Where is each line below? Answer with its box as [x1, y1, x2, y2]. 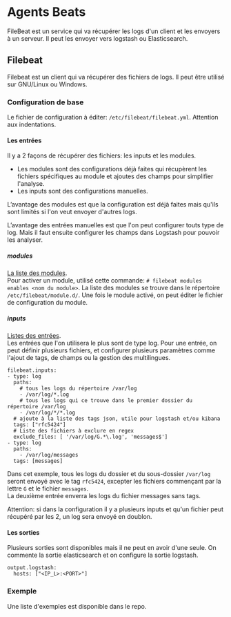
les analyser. [7, 236, 43, 244]
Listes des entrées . [7, 332, 61, 340]
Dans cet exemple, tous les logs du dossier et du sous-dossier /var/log [7, 470, 211, 478]
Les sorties [7, 528, 40, 536]
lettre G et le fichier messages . [7, 484, 89, 493]
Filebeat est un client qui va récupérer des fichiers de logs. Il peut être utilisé [7, 73, 225, 81]
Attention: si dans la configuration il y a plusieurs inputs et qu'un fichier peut [7, 505, 224, 513]
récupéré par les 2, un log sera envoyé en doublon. [7, 513, 152, 521]
